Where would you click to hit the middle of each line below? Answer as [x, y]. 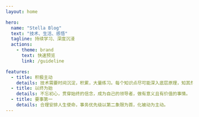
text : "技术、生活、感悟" [39, 33]
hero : [12, 22]
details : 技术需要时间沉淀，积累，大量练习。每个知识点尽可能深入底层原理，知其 [103, 83]
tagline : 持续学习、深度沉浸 [43, 39]
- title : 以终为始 [32, 88]
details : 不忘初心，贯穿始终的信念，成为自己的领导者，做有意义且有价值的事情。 [103, 94]
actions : [22, 45]
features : [18, 72]
